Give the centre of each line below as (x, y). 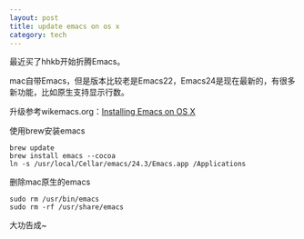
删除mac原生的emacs (50, 182)
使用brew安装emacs (47, 131)
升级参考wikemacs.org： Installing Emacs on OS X (102, 112)
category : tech (38, 35)
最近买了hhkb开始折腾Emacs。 (67, 62)
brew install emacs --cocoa (63, 156)
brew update (32, 148)
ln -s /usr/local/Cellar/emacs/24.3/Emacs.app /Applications (128, 164)
